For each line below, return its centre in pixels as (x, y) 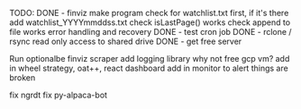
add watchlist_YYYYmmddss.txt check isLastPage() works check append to (150, 22)
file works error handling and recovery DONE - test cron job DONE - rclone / (150, 32)
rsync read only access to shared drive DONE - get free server (126, 41)
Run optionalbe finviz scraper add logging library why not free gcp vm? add (150, 59)
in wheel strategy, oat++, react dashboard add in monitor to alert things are (149, 68)
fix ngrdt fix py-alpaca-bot (59, 95)
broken (23, 78)
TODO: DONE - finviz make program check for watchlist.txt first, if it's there (149, 13)
